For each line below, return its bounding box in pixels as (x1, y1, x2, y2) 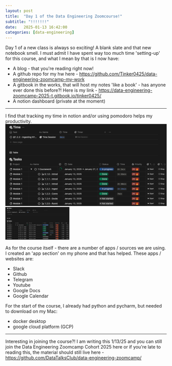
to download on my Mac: (5, 308, 58, 314)
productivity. (5, 118, 32, 125)
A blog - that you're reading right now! (12, 66, 94, 72)
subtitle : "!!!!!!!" (5, 19, 50, 24)
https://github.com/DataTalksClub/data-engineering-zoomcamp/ (5, 354, 142, 361)
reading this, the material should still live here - (5, 349, 104, 355)
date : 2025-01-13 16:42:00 (5, 25, 68, 30)
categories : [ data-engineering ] (5, 30, 74, 35)
